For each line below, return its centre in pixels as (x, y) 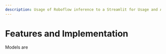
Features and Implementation (67, 33)
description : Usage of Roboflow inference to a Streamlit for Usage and (82, 9)
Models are (17, 47)
